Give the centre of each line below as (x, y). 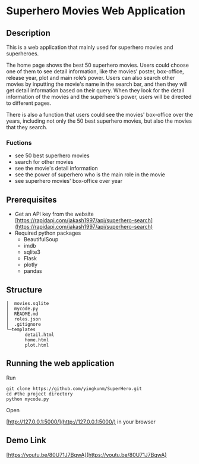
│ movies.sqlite (28, 303)
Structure (24, 290)
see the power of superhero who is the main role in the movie (90, 175)
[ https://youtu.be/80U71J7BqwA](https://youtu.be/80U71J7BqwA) (87, 454)
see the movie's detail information (56, 169)
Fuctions (19, 142)
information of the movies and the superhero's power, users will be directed (99, 97)
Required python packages (48, 233)
